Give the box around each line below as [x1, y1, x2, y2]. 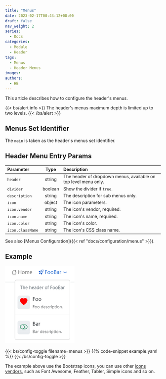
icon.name [7, 214, 28, 219]
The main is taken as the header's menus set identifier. [5, 138, 116, 143]
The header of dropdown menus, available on [63, 174, 156, 180]
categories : [5, 40, 30, 45]
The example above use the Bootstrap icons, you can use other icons [5, 363, 146, 369]
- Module [9, 45, 28, 49]
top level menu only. [63, 179, 105, 185]
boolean [42, 186, 59, 191]
